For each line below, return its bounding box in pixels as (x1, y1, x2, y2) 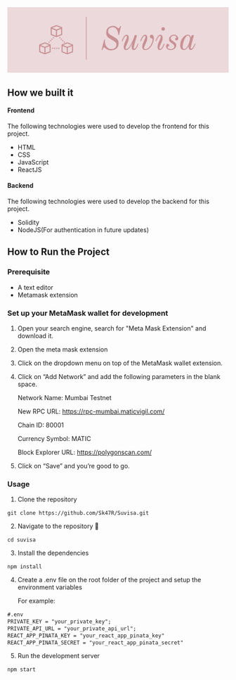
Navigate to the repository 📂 (17, 522, 100, 530)
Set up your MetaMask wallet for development (7, 308, 169, 318)
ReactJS (17, 165, 42, 174)
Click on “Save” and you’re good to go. (17, 461, 130, 470)
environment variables (17, 583, 83, 591)
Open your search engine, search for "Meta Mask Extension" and (17, 323, 206, 333)
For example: (17, 597, 55, 605)
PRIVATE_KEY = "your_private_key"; (7, 618, 112, 625)
